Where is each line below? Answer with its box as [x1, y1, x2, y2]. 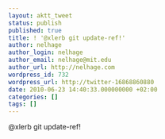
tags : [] [8, 100, 37, 108]
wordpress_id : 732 [8, 71, 69, 79]
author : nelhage [8, 41, 62, 49]
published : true [8, 26, 62, 34]
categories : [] [8, 93, 59, 101]
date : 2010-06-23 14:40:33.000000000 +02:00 [8, 85, 158, 94]
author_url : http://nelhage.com [8, 64, 115, 71]
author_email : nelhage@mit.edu [8, 56, 112, 64]
